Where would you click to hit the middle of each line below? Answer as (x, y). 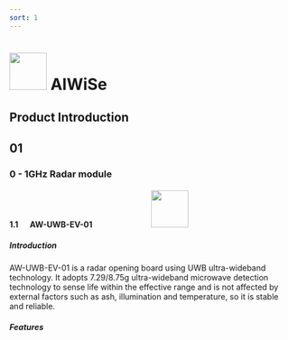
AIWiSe (79, 84)
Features (27, 326)
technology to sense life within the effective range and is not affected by (144, 287)
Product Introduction (69, 118)
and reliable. (33, 307)
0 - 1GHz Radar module (61, 174)
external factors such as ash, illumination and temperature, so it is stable (144, 297)
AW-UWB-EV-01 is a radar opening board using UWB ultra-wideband (138, 268)
